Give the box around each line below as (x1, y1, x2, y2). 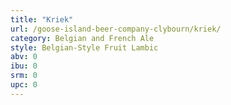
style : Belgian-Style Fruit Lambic (10, 42, 159, 53)
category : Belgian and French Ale (10, 33, 155, 43)
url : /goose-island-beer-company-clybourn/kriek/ (10, 24, 222, 34)
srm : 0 (10, 71, 38, 81)
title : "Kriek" (10, 14, 74, 25)
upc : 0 (10, 80, 38, 90)
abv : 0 (10, 52, 38, 62)
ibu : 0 (10, 61, 38, 71)
